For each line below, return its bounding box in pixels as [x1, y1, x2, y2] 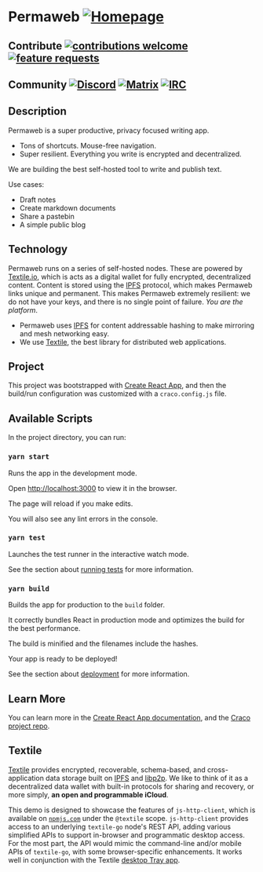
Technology [8, 243, 68, 256]
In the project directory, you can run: [8, 433, 126, 442]
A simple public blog [19, 220, 86, 229]
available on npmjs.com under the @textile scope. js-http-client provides [8, 813, 249, 823]
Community [8, 78, 68, 91]
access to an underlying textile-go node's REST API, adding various [8, 822, 232, 831]
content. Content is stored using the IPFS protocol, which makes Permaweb [8, 280, 253, 290]
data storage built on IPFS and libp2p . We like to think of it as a [46, 773, 249, 782]
